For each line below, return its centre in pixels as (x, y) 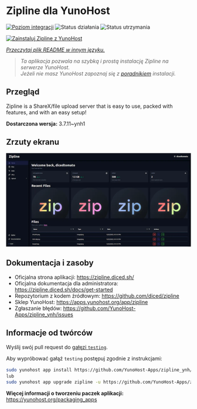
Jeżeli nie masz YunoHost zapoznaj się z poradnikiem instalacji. (98, 73)
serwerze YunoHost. (45, 67)
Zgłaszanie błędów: (38, 308)
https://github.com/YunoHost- (99, 308)
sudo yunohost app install (39, 370)
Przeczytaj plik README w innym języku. (56, 50)
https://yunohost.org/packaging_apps (52, 400)
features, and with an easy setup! (46, 112)
